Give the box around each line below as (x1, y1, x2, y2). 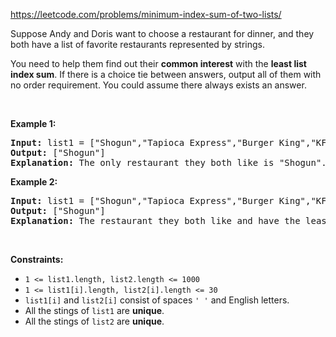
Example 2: (10, 176, 58, 188)
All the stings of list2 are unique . (24, 315, 165, 327)
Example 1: (10, 118, 57, 129)
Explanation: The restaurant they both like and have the (10, 215, 301, 226)
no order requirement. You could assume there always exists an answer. (10, 79, 307, 91)
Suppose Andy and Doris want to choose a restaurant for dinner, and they (10, 28, 315, 39)
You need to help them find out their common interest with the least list (10, 58, 307, 69)
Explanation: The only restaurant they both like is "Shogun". (10, 157, 327, 168)
